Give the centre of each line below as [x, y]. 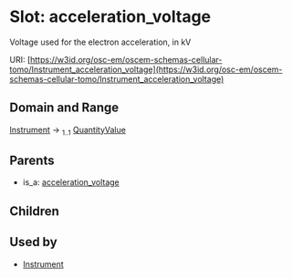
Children [34, 211]
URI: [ [20, 59]
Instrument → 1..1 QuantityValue [68, 131]
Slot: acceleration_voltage [110, 17]
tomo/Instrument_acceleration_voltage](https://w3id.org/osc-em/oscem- [146, 69]
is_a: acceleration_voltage [71, 182]
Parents [32, 160]
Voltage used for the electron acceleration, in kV [100, 42]
